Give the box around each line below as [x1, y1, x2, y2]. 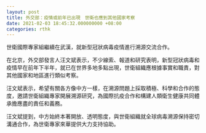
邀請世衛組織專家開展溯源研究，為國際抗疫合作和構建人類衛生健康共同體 [17, 92, 200, 99]
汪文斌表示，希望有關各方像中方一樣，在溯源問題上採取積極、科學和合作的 [6, 85, 194, 92]
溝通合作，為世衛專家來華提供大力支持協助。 [6, 120, 120, 128]
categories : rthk [6, 26, 51, 32]
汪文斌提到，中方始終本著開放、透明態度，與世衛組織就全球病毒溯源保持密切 [6, 113, 200, 120]
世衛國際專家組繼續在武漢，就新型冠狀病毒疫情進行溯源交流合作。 [6, 43, 173, 51]
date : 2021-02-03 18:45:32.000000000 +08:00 [6, 20, 122, 26]
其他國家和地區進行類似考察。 [6, 71, 82, 79]
